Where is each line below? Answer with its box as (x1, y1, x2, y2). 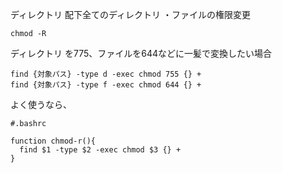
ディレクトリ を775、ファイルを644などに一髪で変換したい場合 (10, 48, 273, 59)
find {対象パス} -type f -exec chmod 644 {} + (10, 80, 202, 90)
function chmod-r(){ (10, 136, 97, 146)
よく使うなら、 (10, 99, 72, 110)
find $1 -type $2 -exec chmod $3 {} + (19, 145, 182, 155)
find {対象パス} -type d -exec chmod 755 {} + (10, 69, 202, 79)
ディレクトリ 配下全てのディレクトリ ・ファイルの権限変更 (10, 9, 251, 20)
